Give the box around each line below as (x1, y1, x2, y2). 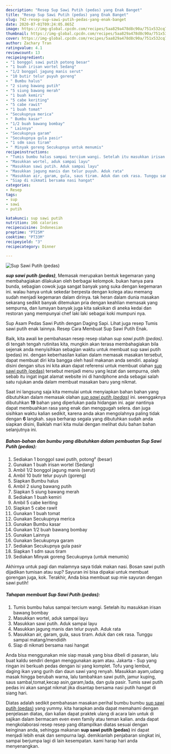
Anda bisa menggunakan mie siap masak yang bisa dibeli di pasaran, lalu (6, 652, 159, 658)
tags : (6, 192, 17, 197)
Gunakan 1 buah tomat (13, 510, 60, 517)
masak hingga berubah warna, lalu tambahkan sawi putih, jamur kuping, (6, 674, 156, 680)
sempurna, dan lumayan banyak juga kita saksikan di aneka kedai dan (6, 305, 152, 311)
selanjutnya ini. (6, 426, 38, 433)
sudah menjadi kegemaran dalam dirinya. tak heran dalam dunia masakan (6, 294, 159, 300)
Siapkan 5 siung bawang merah (13, 489, 79, 495)
